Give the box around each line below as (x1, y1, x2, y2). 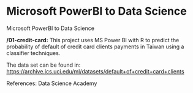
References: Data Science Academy (6, 80, 97, 87)
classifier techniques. (6, 49, 61, 56)
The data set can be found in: (6, 61, 81, 69)
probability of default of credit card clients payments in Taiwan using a (6, 43, 184, 50)
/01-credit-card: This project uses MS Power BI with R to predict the (6, 36, 180, 43)
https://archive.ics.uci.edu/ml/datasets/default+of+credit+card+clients (6, 67, 185, 75)
